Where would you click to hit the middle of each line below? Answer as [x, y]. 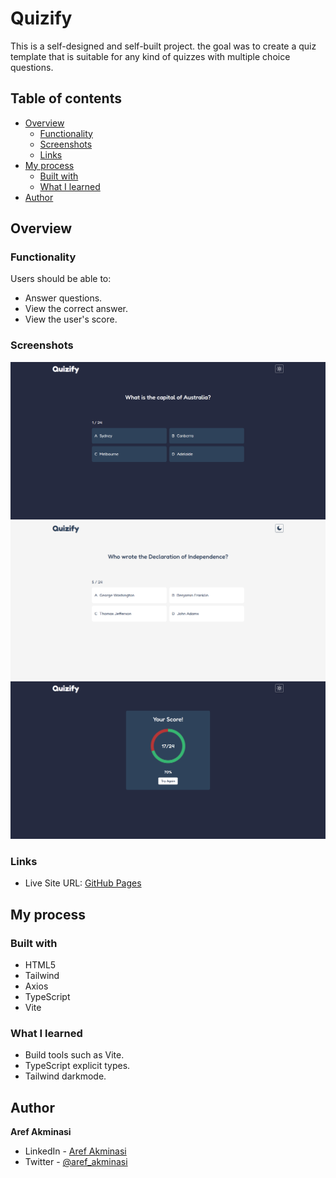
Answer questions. [63, 298]
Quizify [41, 18]
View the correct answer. [76, 309]
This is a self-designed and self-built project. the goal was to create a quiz [163, 46]
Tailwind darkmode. [65, 1076]
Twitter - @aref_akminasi [76, 1162]
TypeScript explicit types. [77, 1066]
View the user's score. [71, 319]
